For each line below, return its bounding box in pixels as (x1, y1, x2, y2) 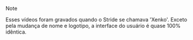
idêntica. (5, 28, 27, 35)
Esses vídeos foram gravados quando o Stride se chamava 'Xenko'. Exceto (5, 16, 187, 23)
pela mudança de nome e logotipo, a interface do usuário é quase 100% (5, 23, 181, 29)
